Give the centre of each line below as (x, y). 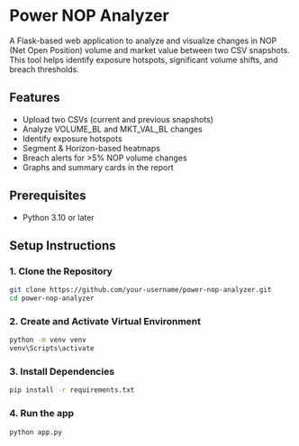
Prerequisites (48, 196)
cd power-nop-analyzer (52, 298)
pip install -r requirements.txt (72, 390)
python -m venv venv (48, 340)
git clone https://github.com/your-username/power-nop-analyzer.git (140, 290)
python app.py (36, 432)
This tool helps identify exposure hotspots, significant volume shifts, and (144, 59)
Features (35, 98)
